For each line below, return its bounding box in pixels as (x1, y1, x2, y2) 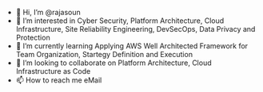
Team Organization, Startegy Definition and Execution (15, 50, 193, 59)
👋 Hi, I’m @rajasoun (15, 8, 82, 17)
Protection (15, 33, 50, 42)
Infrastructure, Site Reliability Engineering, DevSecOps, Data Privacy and (15, 25, 256, 33)
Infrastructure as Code (15, 67, 91, 75)
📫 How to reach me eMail (15, 75, 102, 85)
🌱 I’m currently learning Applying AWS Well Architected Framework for (15, 41, 249, 51)
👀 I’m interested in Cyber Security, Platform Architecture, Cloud (15, 16, 225, 25)
